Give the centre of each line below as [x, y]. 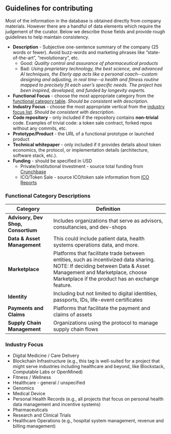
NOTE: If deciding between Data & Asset [102, 266]
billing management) [34, 426]
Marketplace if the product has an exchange [106, 279]
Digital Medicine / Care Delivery [46, 356]
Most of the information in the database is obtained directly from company [83, 20]
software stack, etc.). [35, 155]
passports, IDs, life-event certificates [98, 300]
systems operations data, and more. [96, 245]
